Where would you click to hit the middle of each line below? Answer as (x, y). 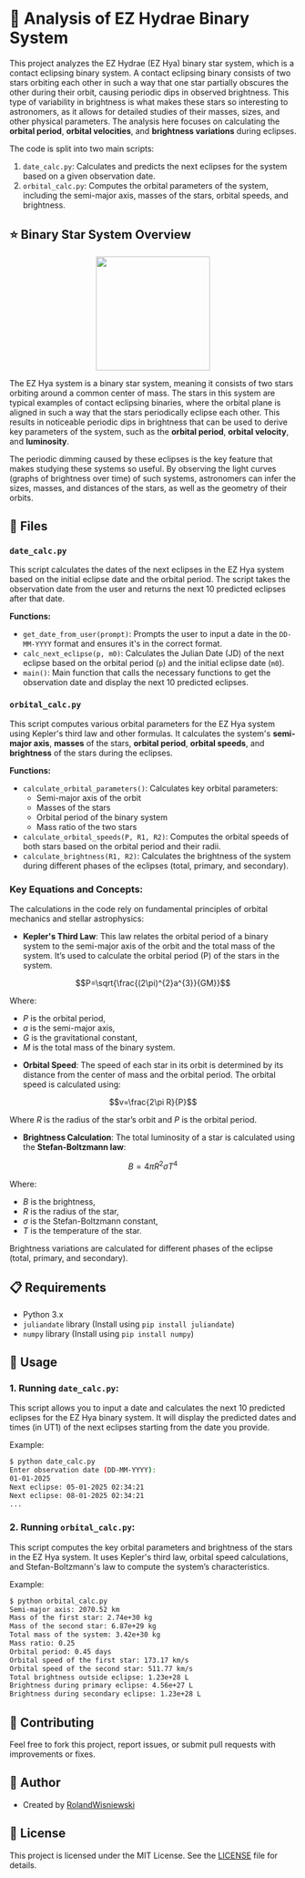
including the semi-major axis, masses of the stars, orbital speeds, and (155, 195)
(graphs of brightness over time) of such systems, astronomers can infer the (152, 478)
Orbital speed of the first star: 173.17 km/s (99, 1660)
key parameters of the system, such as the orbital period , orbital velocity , (149, 431)
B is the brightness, (59, 1201)
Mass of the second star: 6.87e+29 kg (83, 1627)
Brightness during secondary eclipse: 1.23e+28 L (106, 1694)
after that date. (37, 599)
